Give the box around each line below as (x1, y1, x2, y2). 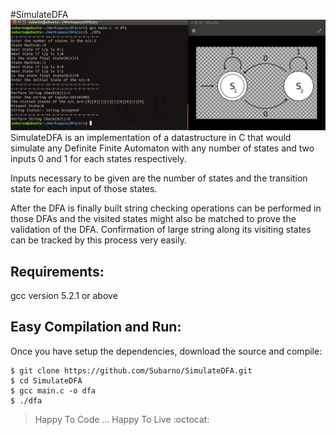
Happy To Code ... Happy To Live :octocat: (34, 413, 210, 425)
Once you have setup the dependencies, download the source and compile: (10, 345, 323, 357)
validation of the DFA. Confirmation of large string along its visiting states (10, 224, 312, 236)
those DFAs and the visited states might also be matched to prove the (10, 213, 297, 225)
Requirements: (10, 263, 105, 280)
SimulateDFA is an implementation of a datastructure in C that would (10, 132, 292, 144)
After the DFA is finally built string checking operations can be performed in (10, 202, 322, 214)
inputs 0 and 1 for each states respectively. (10, 153, 187, 165)
